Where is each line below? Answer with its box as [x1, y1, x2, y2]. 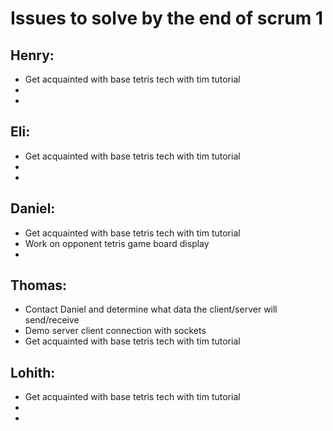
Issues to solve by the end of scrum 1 [10, 7, 324, 30]
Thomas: [10, 277, 68, 294]
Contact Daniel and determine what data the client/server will [24, 303, 278, 316]
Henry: [10, 47, 55, 64]
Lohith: [10, 364, 56, 381]
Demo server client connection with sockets [24, 325, 207, 337]
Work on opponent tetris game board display [24, 237, 210, 249]
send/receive [24, 314, 80, 326]
